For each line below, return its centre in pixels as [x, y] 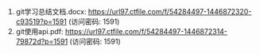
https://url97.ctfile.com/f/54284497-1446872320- [170, 12]
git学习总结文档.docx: [51, 12]
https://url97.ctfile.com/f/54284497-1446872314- [146, 31]
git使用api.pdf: [39, 31]
